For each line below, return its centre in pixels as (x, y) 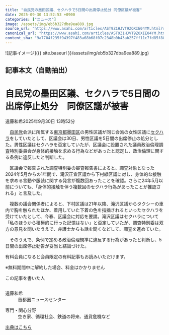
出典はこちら (18, 327)
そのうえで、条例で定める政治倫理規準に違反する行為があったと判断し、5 (86, 240)
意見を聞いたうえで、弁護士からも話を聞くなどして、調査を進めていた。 (89, 229)
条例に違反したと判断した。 (38, 157)
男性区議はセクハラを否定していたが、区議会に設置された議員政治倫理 (87, 145)
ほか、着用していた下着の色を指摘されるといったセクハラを (102, 210)
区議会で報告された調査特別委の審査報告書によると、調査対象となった (82, 168)
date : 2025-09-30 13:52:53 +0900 (40, 15)
